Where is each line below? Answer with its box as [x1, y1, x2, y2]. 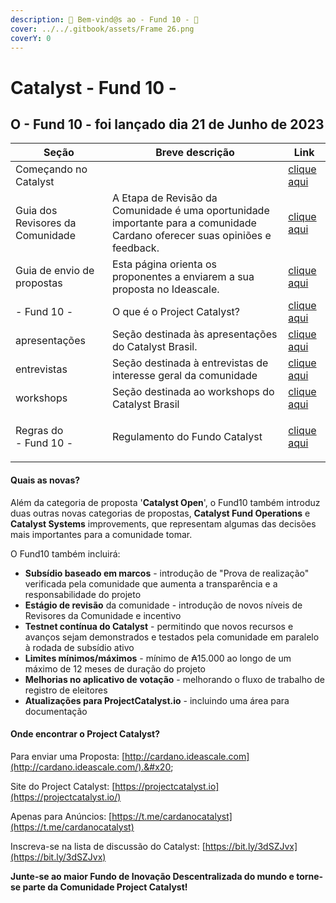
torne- [296, 870, 324, 882]
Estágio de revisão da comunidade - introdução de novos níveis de [24, 599, 303, 611]
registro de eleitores [24, 684, 108, 696]
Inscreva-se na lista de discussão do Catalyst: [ [10, 840, 206, 852]
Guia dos [15, 204, 58, 218]
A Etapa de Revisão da [111, 191, 218, 205]
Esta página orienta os [111, 257, 217, 271]
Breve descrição [155, 146, 235, 160]
